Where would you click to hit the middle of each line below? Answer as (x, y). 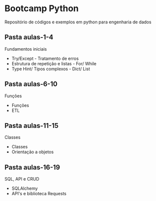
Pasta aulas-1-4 (29, 37)
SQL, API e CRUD (22, 179)
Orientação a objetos (33, 152)
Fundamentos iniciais (26, 49)
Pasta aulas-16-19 (32, 167)
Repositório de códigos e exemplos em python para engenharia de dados (78, 22)
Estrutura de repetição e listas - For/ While (54, 63)
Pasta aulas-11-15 (32, 125)
